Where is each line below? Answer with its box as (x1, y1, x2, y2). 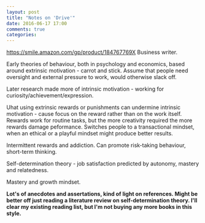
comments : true (6, 26, 45, 32)
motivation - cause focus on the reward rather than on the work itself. (6, 110, 182, 118)
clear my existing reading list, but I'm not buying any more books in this (6, 203, 192, 211)
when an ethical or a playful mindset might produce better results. (6, 130, 173, 137)
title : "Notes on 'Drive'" (6, 15, 75, 21)
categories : (6, 32, 37, 38)
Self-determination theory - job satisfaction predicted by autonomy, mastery (6, 160, 199, 167)
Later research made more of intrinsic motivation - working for (6, 85, 164, 93)
